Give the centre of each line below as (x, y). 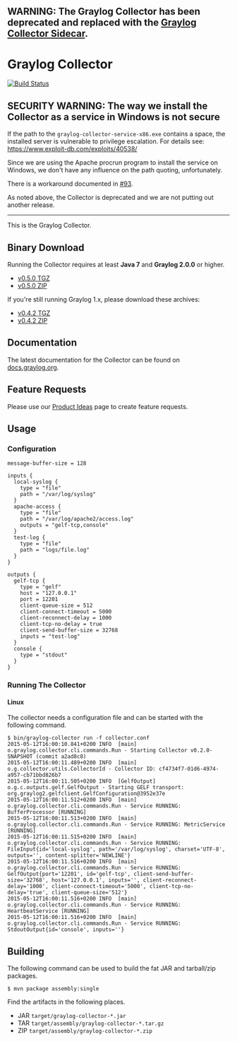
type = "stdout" (44, 655)
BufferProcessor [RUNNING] (47, 812)
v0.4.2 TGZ (34, 313)
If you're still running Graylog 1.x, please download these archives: (104, 299)
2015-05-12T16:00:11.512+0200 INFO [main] (72, 800)
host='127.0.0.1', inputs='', (96, 880)
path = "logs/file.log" (55, 550)
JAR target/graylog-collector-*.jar (72, 1016)
